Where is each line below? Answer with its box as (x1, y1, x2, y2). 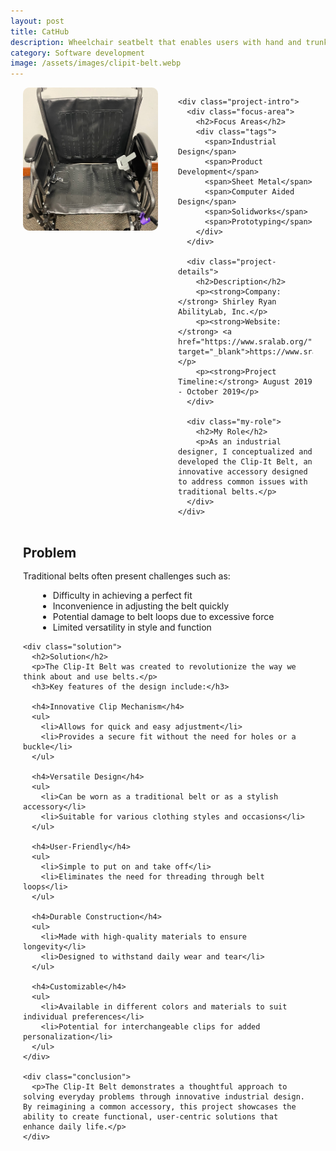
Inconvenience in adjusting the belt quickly (52, 600, 230, 612)
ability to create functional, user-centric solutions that (23, 1112, 279, 1122)
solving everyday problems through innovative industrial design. (23, 1092, 306, 1102)
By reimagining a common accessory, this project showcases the (23, 1102, 297, 1112)
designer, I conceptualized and (178, 447, 313, 457)
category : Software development (10, 48, 145, 58)
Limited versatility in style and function (52, 621, 212, 634)
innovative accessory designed (178, 467, 308, 477)
